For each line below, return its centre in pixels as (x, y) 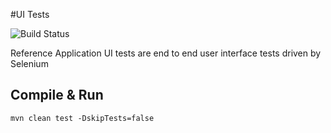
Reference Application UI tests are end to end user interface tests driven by (166, 53)
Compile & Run (57, 95)
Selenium (29, 63)
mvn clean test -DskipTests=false (82, 118)
